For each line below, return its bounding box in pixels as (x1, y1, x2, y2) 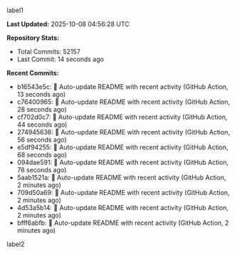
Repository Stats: (6, 33, 60, 42)
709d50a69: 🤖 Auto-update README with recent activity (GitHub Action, (16, 189, 230, 196)
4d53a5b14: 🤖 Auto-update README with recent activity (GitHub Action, (16, 203, 229, 212)
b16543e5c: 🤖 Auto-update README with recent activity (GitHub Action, (16, 83, 228, 91)
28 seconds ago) (16, 105, 67, 113)
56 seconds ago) (16, 135, 67, 144)
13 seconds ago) (16, 90, 65, 98)
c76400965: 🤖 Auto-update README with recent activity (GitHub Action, (16, 97, 231, 106)
